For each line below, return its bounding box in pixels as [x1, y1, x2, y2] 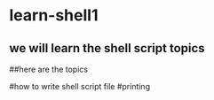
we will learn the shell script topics [9, 41, 206, 56]
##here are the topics [9, 64, 89, 74]
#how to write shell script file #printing [9, 81, 151, 91]
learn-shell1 [9, 5, 99, 26]
